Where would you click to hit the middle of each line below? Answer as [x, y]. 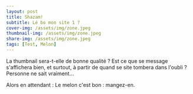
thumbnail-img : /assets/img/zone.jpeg [54, 33]
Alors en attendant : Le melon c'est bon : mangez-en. [71, 85]
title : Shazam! [25, 17]
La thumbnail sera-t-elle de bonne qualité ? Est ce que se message [87, 61]
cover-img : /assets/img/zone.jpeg [49, 28]
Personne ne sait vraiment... [40, 73]
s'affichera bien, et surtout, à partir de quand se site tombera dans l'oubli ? [96, 67]
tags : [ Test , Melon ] [31, 45]
